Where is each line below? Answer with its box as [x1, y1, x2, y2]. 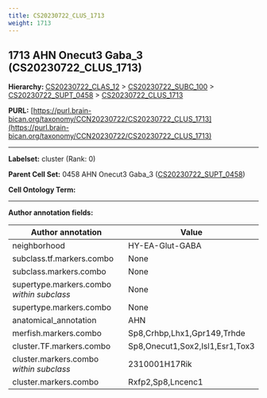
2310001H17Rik [128, 359, 192, 370]
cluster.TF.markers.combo [12, 341, 111, 352]
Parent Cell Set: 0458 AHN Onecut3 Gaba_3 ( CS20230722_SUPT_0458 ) [8, 170, 246, 179]
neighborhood [12, 240, 66, 252]
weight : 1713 [8, 19, 52, 27]
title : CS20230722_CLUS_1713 [8, 11, 105, 20]
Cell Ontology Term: [8, 185, 76, 195]
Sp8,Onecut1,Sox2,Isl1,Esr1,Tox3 [128, 341, 255, 352]
